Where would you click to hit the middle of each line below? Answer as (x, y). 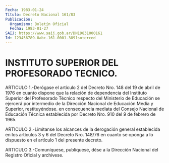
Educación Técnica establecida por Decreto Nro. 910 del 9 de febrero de (80, 114)
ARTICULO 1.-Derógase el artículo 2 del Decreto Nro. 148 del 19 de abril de (83, 87)
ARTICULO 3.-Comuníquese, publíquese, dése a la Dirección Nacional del (82, 149)
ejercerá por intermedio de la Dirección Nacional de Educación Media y (79, 103)
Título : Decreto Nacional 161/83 (40, 15)
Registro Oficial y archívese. (34, 155)
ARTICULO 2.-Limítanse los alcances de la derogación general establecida (83, 129)
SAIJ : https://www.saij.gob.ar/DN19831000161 (54, 33)
